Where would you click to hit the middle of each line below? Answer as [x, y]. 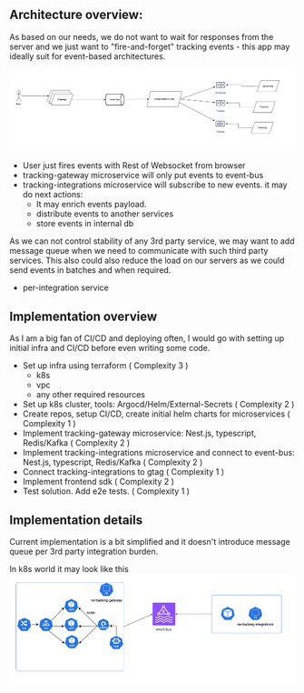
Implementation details [76, 520]
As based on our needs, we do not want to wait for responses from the [142, 36]
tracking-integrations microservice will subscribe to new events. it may [155, 185]
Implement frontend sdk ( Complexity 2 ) [98, 482]
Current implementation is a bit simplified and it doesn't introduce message [150, 542]
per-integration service [65, 288]
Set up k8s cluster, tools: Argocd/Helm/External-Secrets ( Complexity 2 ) [158, 405]
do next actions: [53, 195]
